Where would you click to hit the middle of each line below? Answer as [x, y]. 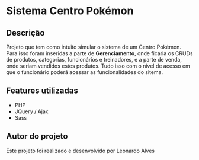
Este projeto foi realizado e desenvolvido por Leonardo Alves [81, 151]
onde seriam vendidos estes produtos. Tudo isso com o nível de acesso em [98, 66]
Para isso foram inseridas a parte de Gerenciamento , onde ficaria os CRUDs [99, 53]
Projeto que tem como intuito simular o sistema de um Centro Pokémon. [94, 47]
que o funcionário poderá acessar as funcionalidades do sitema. [85, 72]
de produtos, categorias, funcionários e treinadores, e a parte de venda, [94, 60]
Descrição [25, 33]
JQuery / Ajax [31, 111]
